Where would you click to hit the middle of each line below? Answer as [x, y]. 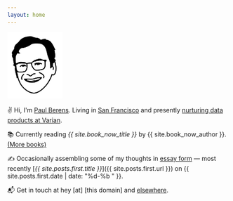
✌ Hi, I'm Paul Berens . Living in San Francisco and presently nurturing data [115, 110]
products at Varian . [35, 120]
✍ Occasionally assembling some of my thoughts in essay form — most [112, 158]
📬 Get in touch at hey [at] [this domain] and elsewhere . [88, 190]
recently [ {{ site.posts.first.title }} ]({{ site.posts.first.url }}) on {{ [98, 168]
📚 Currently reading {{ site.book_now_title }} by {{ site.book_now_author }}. [117, 134]
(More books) [27, 144]
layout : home [26, 15]
